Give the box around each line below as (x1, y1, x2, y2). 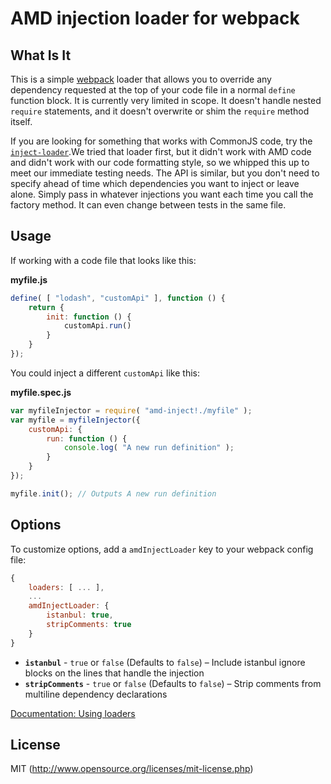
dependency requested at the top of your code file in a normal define (10, 84, 296, 96)
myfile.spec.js (10, 386, 72, 398)
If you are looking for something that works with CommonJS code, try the (10, 135, 313, 147)
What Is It (10, 47, 72, 64)
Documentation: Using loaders (10, 707, 136, 719)
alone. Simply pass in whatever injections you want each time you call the (10, 188, 314, 200)
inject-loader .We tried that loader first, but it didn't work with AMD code (10, 146, 312, 157)
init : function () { (46, 312, 132, 322)
